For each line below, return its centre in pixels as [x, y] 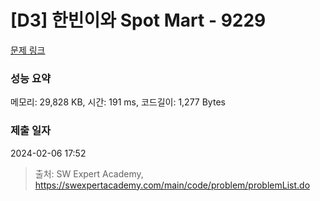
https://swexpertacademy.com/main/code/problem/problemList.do [172, 185]
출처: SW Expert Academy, [89, 173]
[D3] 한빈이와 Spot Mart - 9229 [138, 20]
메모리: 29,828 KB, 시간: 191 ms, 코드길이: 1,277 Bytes [118, 102]
